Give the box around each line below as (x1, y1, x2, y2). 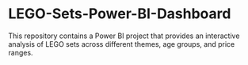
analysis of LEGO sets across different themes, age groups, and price (8, 39, 235, 48)
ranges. (8, 48, 33, 57)
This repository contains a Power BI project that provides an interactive (8, 31, 240, 40)
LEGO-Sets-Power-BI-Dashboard (8, 5, 231, 23)
